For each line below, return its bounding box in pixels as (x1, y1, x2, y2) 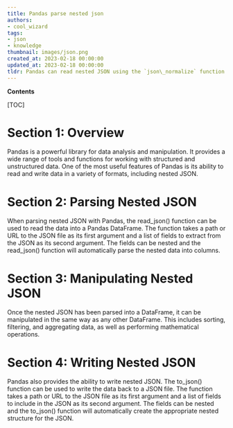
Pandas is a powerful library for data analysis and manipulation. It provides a (7, 148, 225, 156)
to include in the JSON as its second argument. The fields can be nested (7, 400, 214, 408)
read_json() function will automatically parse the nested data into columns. (7, 247, 221, 255)
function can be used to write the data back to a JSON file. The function (7, 385, 213, 393)
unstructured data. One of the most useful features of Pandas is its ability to (7, 162, 224, 170)
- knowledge (7, 42, 42, 49)
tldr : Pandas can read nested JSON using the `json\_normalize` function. (7, 68, 228, 75)
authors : (7, 17, 33, 24)
